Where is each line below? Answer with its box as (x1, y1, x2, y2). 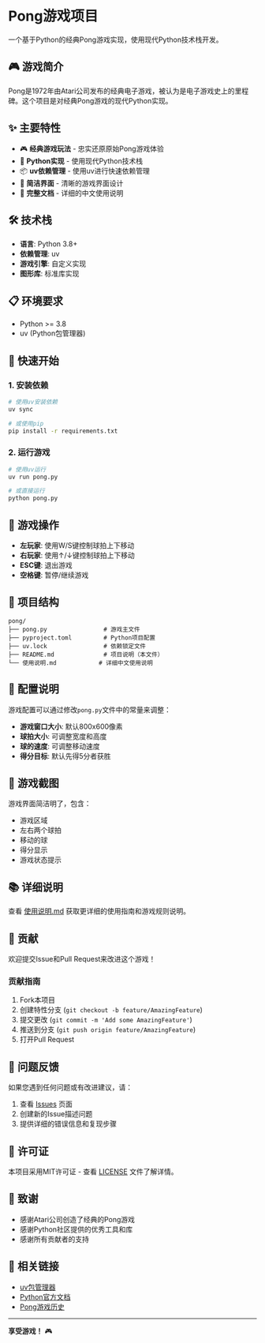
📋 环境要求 (8, 294, 64, 308)
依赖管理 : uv (19, 249, 60, 259)
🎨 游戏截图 (8, 777, 59, 790)
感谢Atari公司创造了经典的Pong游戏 (19, 1214, 136, 1224)
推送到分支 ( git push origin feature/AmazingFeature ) (19, 1025, 196, 1034)
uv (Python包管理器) (19, 328, 86, 338)
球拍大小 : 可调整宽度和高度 (19, 731, 107, 741)
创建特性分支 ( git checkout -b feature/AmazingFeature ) (19, 1005, 203, 1015)
